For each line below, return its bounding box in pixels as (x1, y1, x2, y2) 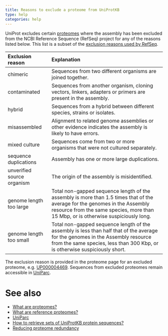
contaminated (7, 88, 40, 95)
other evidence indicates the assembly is (51, 124, 147, 131)
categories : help (5, 17, 41, 22)
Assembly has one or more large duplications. (51, 156, 159, 163)
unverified (7, 167, 31, 174)
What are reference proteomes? (12, 309, 78, 315)
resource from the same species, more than (51, 206, 154, 213)
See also (5, 287, 41, 299)
